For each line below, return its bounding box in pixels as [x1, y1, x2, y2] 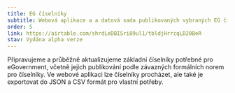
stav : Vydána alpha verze [7, 36, 83, 43]
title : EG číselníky [7, 10, 68, 17]
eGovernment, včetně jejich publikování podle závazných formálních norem [7, 63, 225, 71]
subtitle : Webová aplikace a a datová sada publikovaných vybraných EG [7, 17, 220, 24]
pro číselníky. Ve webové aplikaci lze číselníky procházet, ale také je [7, 71, 204, 79]
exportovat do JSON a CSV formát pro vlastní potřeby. [7, 78, 164, 86]
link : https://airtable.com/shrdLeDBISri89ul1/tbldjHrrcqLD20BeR [7, 29, 201, 37]
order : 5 [7, 23, 33, 30]
